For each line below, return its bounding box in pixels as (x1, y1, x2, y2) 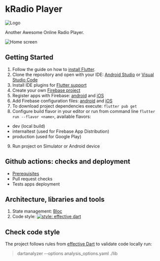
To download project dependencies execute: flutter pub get (12, 103, 137, 109)
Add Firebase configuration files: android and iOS (12, 98, 113, 104)
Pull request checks (12, 176, 53, 182)
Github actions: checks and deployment (5, 157, 130, 166)
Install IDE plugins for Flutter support (12, 82, 87, 88)
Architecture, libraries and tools (5, 195, 105, 203)
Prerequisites (12, 170, 39, 176)
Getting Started (5, 53, 54, 62)
